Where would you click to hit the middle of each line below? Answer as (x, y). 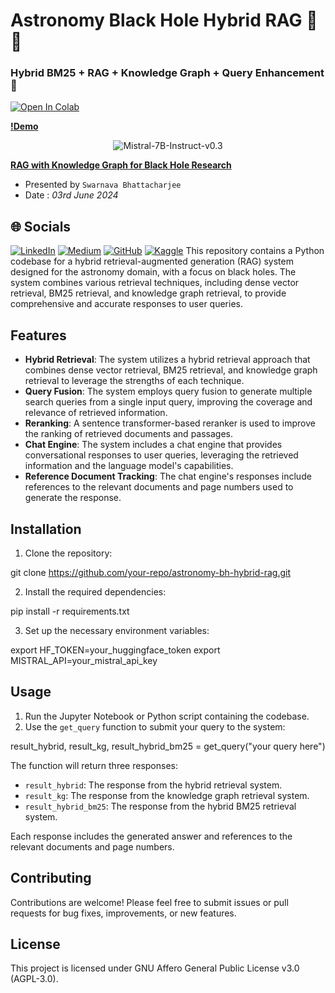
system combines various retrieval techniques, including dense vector (155, 283)
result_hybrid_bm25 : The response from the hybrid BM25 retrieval (160, 806)
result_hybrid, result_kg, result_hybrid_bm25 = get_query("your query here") (168, 746)
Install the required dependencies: (95, 591)
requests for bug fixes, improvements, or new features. (123, 913)
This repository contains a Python (255, 251)
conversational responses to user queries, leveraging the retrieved (161, 455)
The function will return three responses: (94, 765)
